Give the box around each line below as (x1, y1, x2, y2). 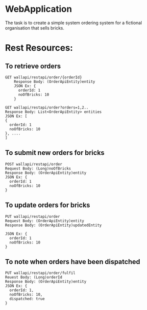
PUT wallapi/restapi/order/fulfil (5, 271, 76, 276)
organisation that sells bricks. (5, 25, 65, 31)
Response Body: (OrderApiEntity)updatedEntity (5, 223, 102, 228)
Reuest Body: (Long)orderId (5, 275, 63, 280)
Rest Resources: (5, 42, 73, 54)
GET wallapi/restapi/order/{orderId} (5, 75, 82, 80)
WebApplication (5, 3, 72, 15)
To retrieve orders (5, 62, 61, 70)
